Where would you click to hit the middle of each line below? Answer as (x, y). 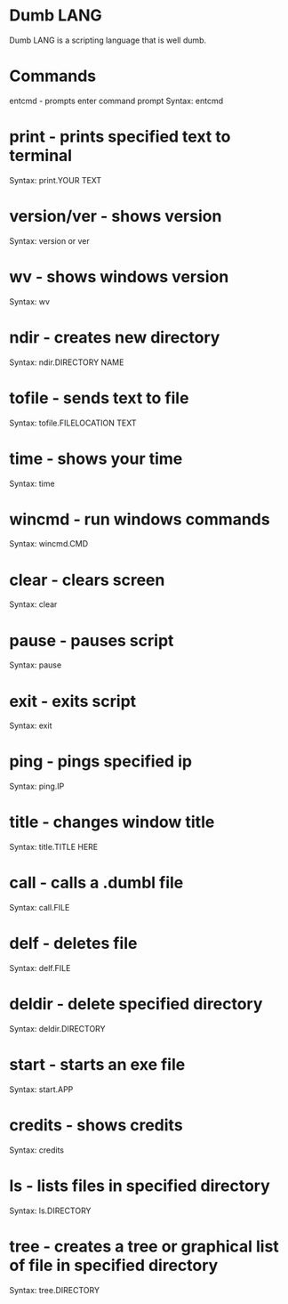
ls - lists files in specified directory (140, 1186)
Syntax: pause (36, 665)
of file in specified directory (114, 1265)
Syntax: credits (37, 1150)
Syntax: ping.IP (37, 786)
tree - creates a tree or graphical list (144, 1246)
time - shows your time (96, 458)
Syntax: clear (33, 604)
